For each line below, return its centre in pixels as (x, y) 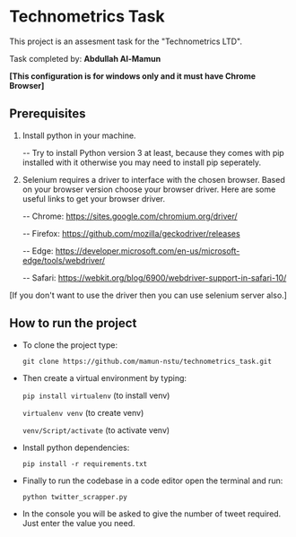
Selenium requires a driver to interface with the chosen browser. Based (153, 179)
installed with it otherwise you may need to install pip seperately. (142, 162)
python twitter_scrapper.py (74, 497)
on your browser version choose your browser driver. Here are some (149, 189)
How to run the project (73, 323)
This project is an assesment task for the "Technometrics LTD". (126, 41)
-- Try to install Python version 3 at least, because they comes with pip (153, 152)
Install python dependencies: (76, 447)
